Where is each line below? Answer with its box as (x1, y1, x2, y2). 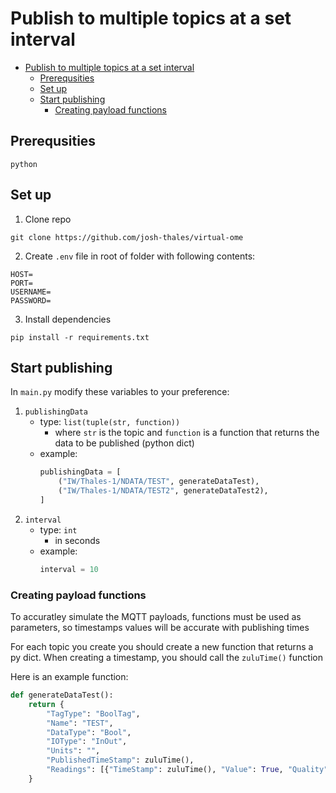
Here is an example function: (10, 671, 129, 683)
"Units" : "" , (46, 746, 101, 756)
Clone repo (24, 213, 72, 225)
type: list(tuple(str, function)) (39, 416, 181, 428)
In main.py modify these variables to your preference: (10, 386, 230, 398)
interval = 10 (39, 564, 99, 574)
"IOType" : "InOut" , (46, 737, 128, 747)
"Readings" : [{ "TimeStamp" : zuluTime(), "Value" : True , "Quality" (46, 765, 329, 775)
